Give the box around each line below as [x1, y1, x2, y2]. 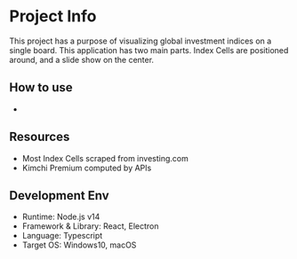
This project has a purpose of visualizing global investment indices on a [9, 35, 272, 46]
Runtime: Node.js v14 [21, 211, 100, 223]
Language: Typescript [21, 231, 103, 241]
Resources [9, 129, 70, 145]
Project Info [9, 6, 97, 27]
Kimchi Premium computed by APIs [21, 162, 152, 173]
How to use [9, 80, 73, 95]
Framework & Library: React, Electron [21, 221, 159, 232]
